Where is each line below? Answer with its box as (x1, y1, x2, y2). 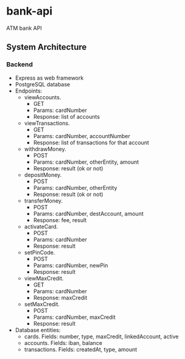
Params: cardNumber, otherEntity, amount (33, 158, 139, 166)
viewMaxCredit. (24, 274, 64, 282)
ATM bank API (6, 24, 42, 32)
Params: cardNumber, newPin (33, 262, 108, 269)
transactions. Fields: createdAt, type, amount (24, 346, 138, 353)
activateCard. (24, 223, 58, 230)
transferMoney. (24, 197, 63, 204)
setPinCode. (24, 248, 55, 256)
